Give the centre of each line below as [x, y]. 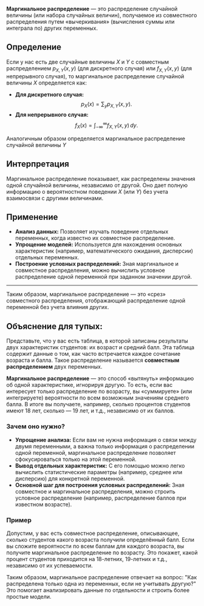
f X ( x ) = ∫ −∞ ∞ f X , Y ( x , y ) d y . [107, 125]
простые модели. [29, 596]
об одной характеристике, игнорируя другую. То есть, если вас [90, 385]
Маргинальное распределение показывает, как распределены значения [101, 179]
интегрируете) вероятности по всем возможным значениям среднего [98, 398]
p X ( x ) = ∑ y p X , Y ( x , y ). [107, 104]
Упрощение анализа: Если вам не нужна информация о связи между [106, 440]
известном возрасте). [43, 504]
